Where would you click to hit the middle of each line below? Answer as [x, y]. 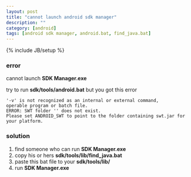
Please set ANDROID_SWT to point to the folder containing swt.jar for [95, 116]
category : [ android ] [31, 28]
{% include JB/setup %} [35, 50]
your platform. [25, 122]
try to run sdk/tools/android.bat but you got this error [71, 90]
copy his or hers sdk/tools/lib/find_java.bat [68, 155]
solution [18, 136]
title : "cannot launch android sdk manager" [61, 17]
